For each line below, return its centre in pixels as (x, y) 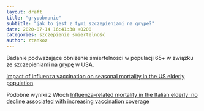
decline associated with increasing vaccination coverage (78, 101)
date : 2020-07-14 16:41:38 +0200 (49, 29)
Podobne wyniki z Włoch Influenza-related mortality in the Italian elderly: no (102, 95)
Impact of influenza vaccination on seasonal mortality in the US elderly (96, 76)
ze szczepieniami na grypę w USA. (50, 64)
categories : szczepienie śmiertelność (56, 35)
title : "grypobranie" (34, 18)
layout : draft (25, 12)
